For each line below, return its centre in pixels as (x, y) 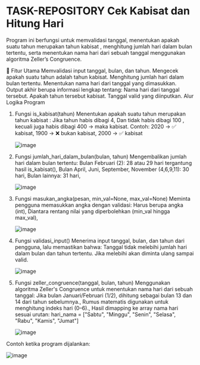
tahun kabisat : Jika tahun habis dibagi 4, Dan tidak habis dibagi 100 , (99, 120)
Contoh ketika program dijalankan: (48, 344)
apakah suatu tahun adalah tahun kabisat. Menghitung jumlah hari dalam (95, 77)
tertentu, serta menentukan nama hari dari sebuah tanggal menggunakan (96, 52)
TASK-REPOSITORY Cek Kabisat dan (98, 11)
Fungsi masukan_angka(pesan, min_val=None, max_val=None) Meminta (102, 198)
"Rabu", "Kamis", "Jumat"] (47, 320)
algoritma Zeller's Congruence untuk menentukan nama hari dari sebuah (104, 289)
